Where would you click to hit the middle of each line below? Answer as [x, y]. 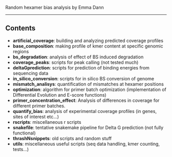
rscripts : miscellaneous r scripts [47, 122]
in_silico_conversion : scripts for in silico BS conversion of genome [83, 78]
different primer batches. [39, 106]
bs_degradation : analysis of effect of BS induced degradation [78, 57]
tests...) [21, 149]
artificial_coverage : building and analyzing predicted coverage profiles [88, 40]
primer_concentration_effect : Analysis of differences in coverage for [86, 100]
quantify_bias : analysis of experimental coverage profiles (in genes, [85, 111]
